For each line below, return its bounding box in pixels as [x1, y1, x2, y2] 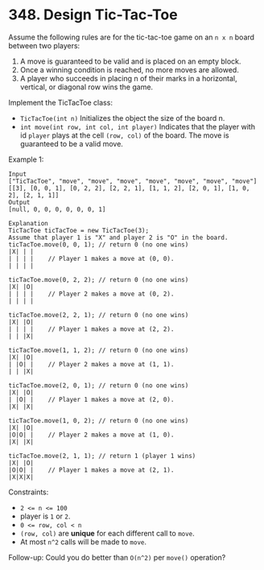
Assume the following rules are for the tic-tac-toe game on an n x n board [8, 32, 255, 42]
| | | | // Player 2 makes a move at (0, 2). [8, 290, 175, 298]
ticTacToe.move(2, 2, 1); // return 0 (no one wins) [8, 311, 189, 319]
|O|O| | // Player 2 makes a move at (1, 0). [8, 431, 175, 439]
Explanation [8, 219, 48, 227]
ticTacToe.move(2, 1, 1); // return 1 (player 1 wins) [8, 452, 196, 460]
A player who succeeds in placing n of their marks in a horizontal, [19, 73, 237, 83]
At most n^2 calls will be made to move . [19, 537, 147, 547]
